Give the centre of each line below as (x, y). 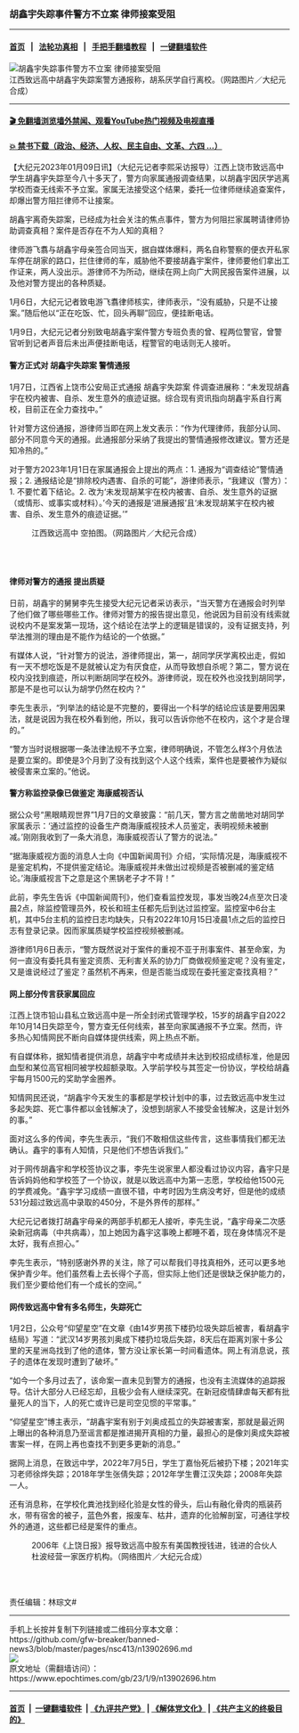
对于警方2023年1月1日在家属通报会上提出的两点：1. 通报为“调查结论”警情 (142, 469)
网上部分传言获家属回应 (52, 993)
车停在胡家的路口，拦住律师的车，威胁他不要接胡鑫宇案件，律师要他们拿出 (145, 261)
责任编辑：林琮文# (43, 1602)
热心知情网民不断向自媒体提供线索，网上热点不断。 (110, 1038)
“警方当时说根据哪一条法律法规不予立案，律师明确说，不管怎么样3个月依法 (146, 748)
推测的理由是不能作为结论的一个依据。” (95, 636)
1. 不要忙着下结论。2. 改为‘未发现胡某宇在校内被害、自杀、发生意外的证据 (143, 491)
